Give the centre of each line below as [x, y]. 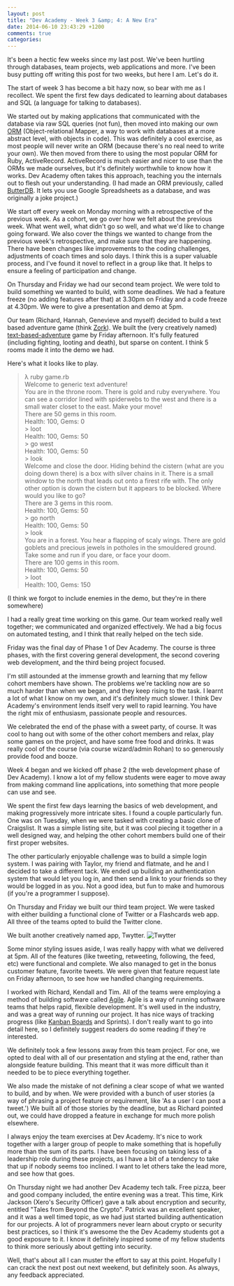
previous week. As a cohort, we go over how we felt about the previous [110, 219]
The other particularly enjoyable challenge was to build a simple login [107, 856]
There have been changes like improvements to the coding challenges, [109, 249]
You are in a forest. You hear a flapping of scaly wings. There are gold [125, 540]
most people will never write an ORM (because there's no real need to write [116, 146]
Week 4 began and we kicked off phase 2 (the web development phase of [114, 770]
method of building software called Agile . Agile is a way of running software [116, 1000]
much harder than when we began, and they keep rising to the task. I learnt [115, 691]
